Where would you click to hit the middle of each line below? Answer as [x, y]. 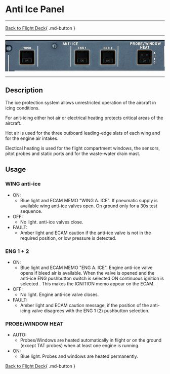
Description [24, 90]
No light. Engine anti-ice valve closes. [59, 294]
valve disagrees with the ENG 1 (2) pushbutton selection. [91, 311]
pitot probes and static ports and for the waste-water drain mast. [73, 154]
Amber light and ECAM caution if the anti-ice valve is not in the [86, 233]
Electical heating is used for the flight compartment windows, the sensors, [83, 148]
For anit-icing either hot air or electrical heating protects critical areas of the [84, 118]
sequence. [31, 211]
